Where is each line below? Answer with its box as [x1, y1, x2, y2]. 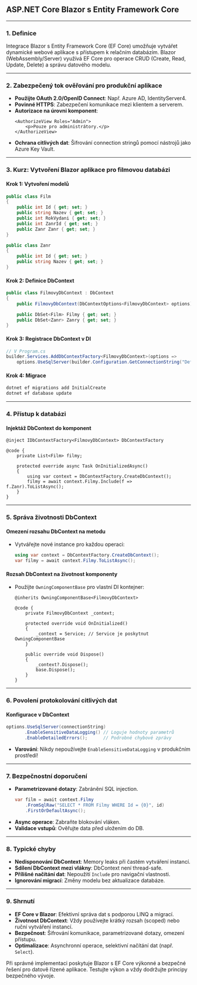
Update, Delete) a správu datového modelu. [6, 61, 111, 68]
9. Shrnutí [6, 897, 35, 906]
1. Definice [6, 29, 37, 37]
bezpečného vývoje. [6, 972, 56, 979]
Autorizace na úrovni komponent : [14, 107, 98, 114]
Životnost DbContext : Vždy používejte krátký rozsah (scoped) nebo [14, 917, 180, 924]
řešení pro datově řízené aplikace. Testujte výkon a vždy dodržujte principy [6, 966, 188, 973]
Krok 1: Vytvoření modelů [6, 180, 69, 187]
